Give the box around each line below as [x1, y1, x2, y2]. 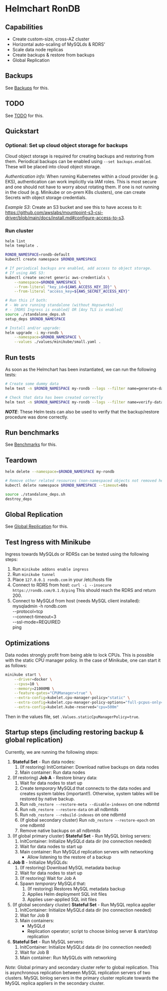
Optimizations [5, 639, 50, 647]
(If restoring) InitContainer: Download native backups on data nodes [19, 764, 159, 770]
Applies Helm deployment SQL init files [27, 891, 107, 897]
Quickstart [5, 127, 39, 136]
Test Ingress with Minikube [5, 538, 91, 546]
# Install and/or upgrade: [5, 325, 61, 330]
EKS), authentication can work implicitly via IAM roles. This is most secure [5, 179, 157, 185]
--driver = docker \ [14, 677, 52, 682]
